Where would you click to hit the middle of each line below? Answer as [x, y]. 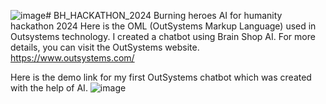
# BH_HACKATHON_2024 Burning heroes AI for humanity [164, 15]
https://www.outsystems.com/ [72, 58]
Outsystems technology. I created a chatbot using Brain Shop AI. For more [163, 36]
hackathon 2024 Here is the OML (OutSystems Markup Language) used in [163, 26]
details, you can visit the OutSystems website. [105, 47]
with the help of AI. [49, 88]
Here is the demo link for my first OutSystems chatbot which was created [161, 77]
